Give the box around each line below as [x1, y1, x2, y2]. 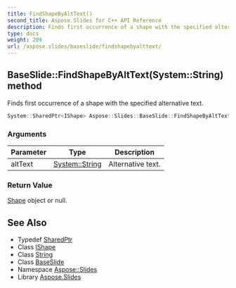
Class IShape [17, 243, 56, 251]
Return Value [7, 180, 53, 190]
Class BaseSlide [17, 258, 65, 266]
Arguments [7, 129, 47, 139]
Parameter [11, 147, 47, 157]
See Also [7, 216, 47, 229]
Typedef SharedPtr [17, 235, 73, 244]
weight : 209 [7, 37, 42, 44]
